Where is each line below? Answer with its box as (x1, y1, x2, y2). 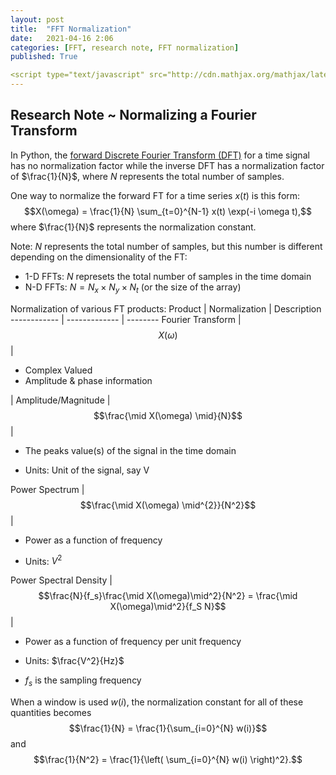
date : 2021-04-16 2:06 (10, 33, 114, 43)
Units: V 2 (24, 553, 63, 567)
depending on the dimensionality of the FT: (10, 251, 188, 263)
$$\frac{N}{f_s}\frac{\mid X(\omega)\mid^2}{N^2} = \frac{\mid (38, 590, 298, 602)
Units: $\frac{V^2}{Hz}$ (24, 655, 125, 667)
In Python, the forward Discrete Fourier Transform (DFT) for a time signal (10, 149, 310, 161)
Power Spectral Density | (10, 574, 113, 586)
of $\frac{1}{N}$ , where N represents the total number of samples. (10, 170, 285, 182)
